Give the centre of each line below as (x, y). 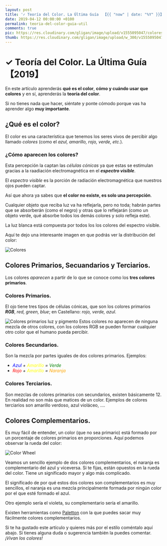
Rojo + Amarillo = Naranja (39, 371)
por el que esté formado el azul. (38, 493)
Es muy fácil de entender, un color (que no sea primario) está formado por (81, 433)
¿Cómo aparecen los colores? (42, 154)
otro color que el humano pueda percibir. (47, 332)
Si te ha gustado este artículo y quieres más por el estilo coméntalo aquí (79, 528)
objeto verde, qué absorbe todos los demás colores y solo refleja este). (78, 215)
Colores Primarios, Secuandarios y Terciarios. (78, 265)
